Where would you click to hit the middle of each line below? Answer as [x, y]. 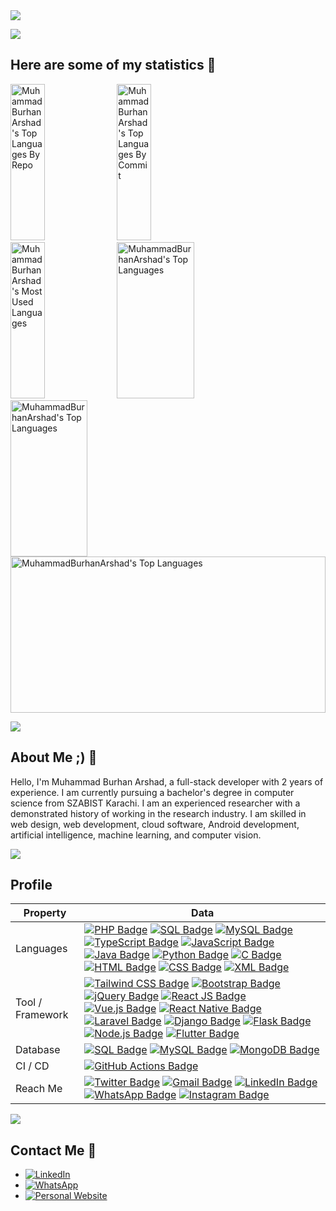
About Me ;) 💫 [54, 757]
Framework [42, 1015]
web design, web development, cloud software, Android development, [155, 824]
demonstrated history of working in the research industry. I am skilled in [158, 813]
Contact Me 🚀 [53, 1150]
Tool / [29, 1002]
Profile [31, 885]
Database [38, 1050]
